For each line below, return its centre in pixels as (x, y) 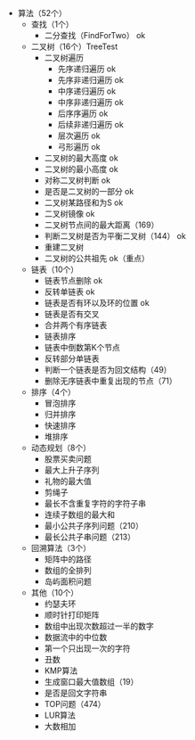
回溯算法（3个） (61, 548)
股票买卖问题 (68, 459)
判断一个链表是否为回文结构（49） (108, 370)
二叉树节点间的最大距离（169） (102, 225)
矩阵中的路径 (68, 559)
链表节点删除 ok (73, 280)
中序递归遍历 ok (87, 91)
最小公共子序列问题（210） (94, 526)
